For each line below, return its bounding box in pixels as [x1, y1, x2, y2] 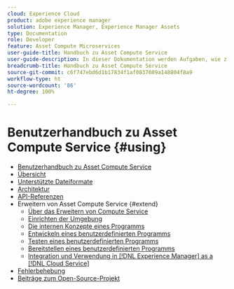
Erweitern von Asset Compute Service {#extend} [17, 200, 159, 209]
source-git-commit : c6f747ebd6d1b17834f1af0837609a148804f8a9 [7, 69, 193, 76]
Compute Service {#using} [7, 139, 167, 155]
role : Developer [7, 36, 55, 43]
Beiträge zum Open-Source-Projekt [17, 274, 121, 283]
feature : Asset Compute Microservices [7, 43, 121, 50]
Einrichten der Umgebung [27, 215, 103, 223]
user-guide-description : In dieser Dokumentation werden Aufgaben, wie [7, 56, 221, 63]
